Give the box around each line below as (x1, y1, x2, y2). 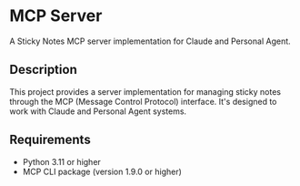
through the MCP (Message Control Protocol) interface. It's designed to (9, 96, 277, 107)
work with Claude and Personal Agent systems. (9, 106, 187, 117)
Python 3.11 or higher (22, 156, 102, 167)
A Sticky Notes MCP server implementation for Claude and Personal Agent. (9, 36, 291, 46)
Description (9, 62, 77, 77)
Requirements (9, 132, 91, 148)
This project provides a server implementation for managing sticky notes (9, 86, 282, 97)
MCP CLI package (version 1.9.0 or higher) (22, 166, 182, 177)
